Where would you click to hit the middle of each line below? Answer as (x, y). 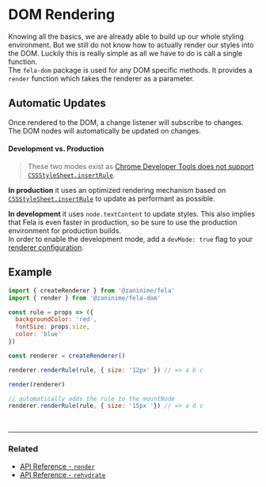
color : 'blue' (38, 334)
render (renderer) (37, 384)
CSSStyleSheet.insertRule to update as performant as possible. (112, 198)
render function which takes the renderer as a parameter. (101, 78)
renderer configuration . (46, 247)
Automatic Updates (57, 103)
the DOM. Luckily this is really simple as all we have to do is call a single (125, 53)
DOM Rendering (62, 15)
